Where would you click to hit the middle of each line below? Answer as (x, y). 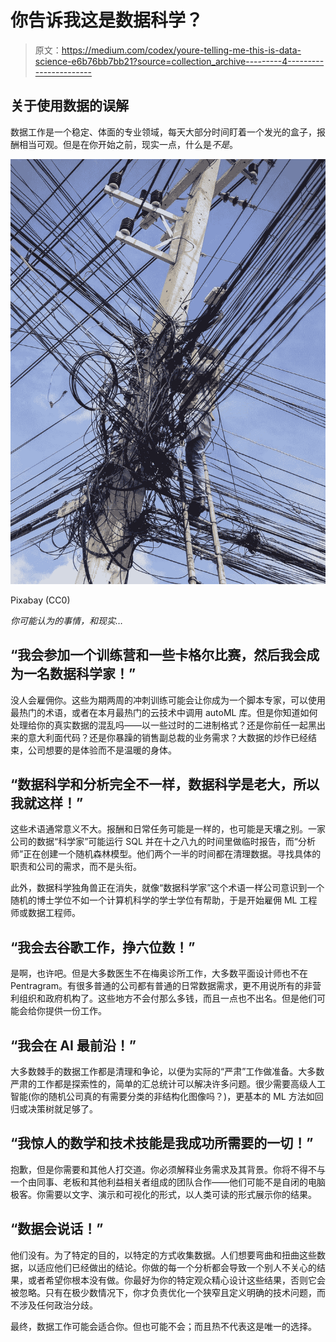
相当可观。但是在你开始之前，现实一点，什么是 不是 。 (128, 144)
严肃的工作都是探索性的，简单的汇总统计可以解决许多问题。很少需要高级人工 (168, 1083)
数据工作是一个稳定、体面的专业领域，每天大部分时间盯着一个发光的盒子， (163, 132)
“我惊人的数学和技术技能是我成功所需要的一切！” (162, 1143)
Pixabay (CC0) (40, 600)
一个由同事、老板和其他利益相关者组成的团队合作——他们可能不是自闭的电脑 (168, 1182)
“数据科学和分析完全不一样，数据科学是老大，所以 (165, 784)
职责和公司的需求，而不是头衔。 (76, 867)
